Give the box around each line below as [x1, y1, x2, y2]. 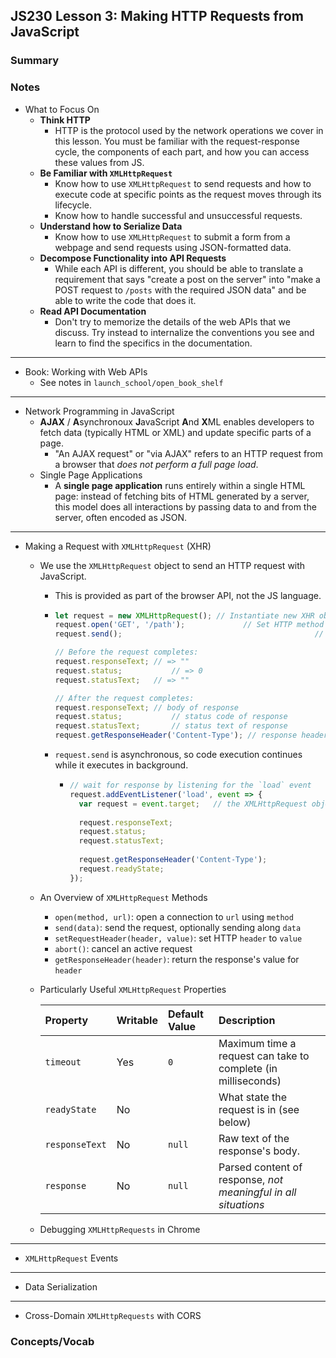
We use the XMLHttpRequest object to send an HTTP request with [39, 559, 306, 571]
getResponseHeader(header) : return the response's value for [54, 953, 300, 965]
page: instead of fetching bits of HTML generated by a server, [54, 490, 310, 502]
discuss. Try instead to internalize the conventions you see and [54, 326, 315, 338]
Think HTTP [39, 114, 91, 126]
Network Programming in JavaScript [24, 405, 175, 417]
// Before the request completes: [54, 647, 199, 658]
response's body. [218, 1144, 300, 1158]
